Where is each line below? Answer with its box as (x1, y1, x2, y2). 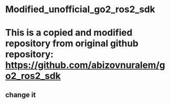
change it (5, 90, 36, 99)
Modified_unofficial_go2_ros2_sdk (5, 4, 156, 15)
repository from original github (5, 38, 139, 49)
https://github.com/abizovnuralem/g (5, 60, 165, 71)
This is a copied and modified (5, 27, 133, 39)
